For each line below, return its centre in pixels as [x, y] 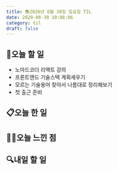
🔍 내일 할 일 [26, 160]
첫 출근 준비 [29, 92]
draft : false [22, 28]
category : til [24, 23]
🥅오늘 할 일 [25, 54]
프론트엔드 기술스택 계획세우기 [50, 77]
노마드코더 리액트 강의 [41, 70]
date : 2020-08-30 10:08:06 [40, 17]
